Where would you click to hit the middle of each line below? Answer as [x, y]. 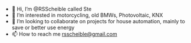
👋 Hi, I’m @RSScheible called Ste [52, 9]
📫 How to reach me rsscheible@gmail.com [65, 34]
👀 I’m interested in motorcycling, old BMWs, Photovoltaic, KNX [87, 15]
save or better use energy [43, 27]
